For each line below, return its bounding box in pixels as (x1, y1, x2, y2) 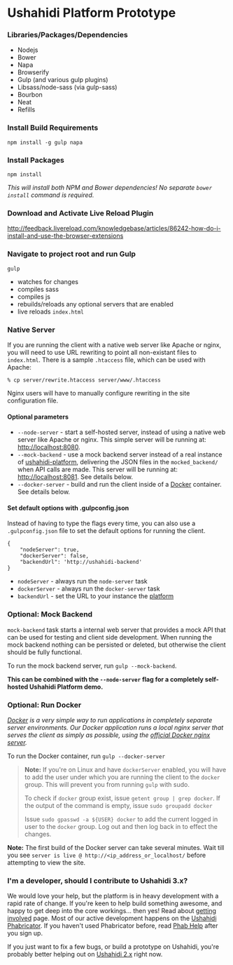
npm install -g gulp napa (7, 139, 83, 146)
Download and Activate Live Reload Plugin (7, 208, 154, 218)
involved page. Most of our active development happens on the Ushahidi (7, 914, 217, 923)
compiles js (17, 292, 51, 301)
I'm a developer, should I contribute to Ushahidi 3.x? (7, 875, 188, 885)
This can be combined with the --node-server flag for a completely (7, 675, 204, 683)
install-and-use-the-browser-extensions (7, 231, 124, 240)
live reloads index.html (17, 307, 84, 316)
